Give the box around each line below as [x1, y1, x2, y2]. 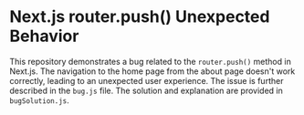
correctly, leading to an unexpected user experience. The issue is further [9, 75, 284, 86]
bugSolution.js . [9, 94, 70, 106]
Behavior [9, 26, 79, 47]
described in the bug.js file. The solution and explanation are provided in [9, 85, 283, 96]
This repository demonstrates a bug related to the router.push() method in [9, 56, 292, 67]
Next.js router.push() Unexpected [9, 6, 270, 27]
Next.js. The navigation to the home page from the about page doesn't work [9, 66, 296, 77]
